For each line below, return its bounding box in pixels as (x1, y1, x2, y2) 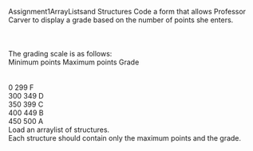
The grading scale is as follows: (8, 49, 113, 58)
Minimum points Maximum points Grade (8, 57, 140, 67)
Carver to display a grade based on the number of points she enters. (8, 15, 234, 25)
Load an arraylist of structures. (8, 125, 110, 134)
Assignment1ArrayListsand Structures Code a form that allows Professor (8, 7, 246, 16)
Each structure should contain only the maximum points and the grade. (8, 134, 242, 142)
